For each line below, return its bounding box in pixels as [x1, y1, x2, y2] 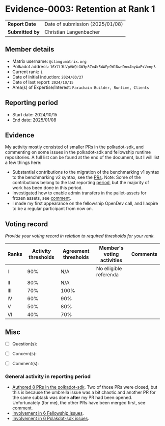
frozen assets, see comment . [12, 195, 71, 201]
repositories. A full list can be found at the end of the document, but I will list [5, 155, 160, 160]
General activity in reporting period [5, 373, 91, 380]
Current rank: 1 [12, 69, 43, 75]
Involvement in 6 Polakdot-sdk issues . [12, 416, 89, 422]
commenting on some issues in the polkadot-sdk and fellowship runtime [5, 149, 151, 155]
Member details [5, 45, 55, 53]
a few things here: [5, 160, 42, 165]
